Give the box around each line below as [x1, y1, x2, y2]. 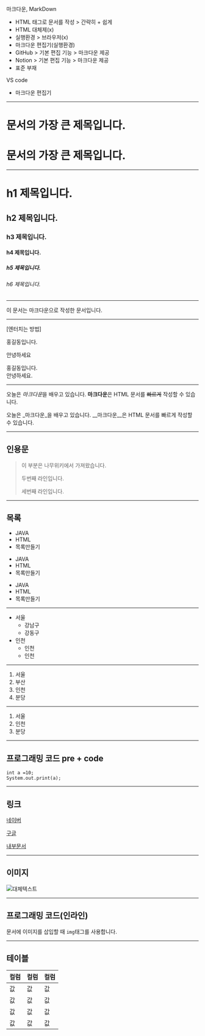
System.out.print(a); [6, 775, 62, 782]
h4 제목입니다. [6, 249, 41, 256]
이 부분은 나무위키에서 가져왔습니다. [21, 461, 107, 469]
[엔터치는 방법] [6, 325, 41, 332]
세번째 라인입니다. [21, 487, 64, 495]
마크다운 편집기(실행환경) [15, 42, 75, 48]
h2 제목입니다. [6, 213, 58, 223]
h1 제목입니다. [6, 187, 73, 201]
